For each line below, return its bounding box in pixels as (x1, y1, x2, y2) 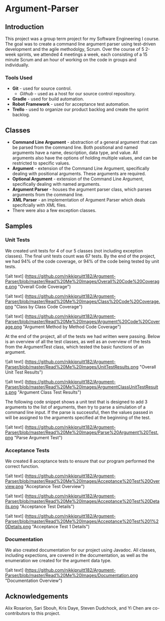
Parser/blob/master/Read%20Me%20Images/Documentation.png (5, 573, 138, 579)
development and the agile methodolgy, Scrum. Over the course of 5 (5, 46, 144, 52)
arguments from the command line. (12, 192, 84, 198)
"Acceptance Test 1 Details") (32, 524, 90, 530)
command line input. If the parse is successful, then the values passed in (5, 409, 153, 415)
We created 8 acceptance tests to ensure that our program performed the (5, 458, 155, 464)
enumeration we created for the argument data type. (5, 558, 112, 564)
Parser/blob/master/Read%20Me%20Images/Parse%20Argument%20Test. (5, 429, 159, 435)
